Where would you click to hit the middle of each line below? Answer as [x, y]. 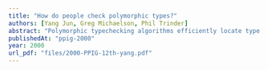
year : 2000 [26, 46]
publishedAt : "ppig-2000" [51, 38]
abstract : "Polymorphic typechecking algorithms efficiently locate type [134, 31]
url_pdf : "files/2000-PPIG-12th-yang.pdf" [80, 53]
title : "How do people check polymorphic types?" [93, 16]
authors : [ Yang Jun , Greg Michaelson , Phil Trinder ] [98, 23]
